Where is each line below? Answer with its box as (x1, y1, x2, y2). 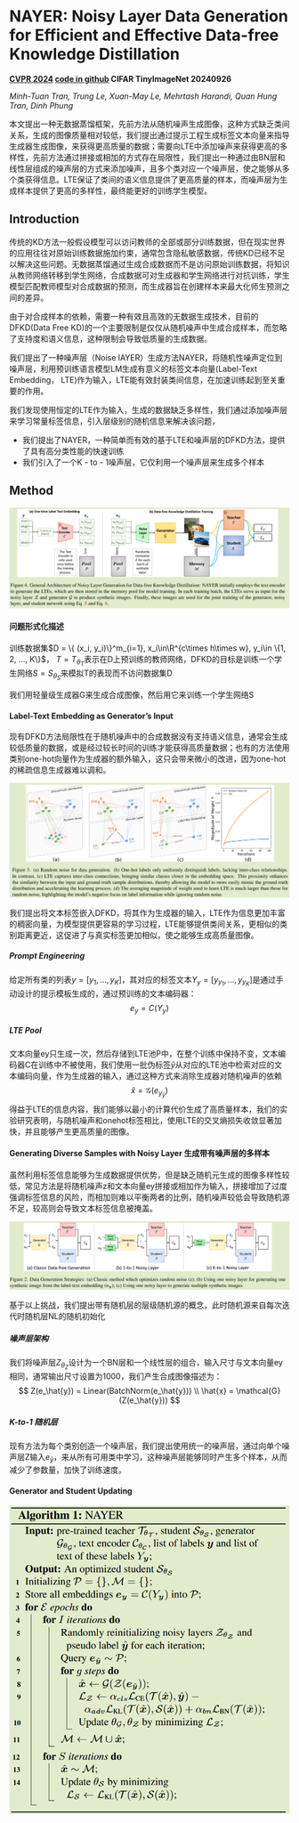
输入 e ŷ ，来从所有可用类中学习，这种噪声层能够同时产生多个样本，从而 (29, 1452, 287, 1465)
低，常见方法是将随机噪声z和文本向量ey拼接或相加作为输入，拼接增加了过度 (9, 1180, 287, 1191)
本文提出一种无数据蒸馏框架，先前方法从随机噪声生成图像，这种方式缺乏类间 (9, 118, 290, 129)
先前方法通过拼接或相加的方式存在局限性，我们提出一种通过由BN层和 (32, 151, 286, 162)
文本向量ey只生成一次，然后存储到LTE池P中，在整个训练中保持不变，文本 (9, 1049, 279, 1059)
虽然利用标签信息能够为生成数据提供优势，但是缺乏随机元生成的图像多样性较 (9, 1169, 290, 1180)
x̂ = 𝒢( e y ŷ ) (130, 1085, 169, 1099)
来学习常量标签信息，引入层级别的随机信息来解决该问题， (9, 416, 220, 426)
